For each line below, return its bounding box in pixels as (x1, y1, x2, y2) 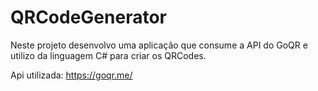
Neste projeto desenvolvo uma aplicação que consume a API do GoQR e (10, 39, 308, 51)
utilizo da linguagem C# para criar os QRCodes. (10, 49, 207, 61)
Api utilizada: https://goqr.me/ (10, 69, 133, 81)
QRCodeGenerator (10, 6, 167, 29)
